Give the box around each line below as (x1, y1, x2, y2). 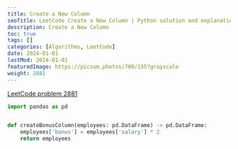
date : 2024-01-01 (7, 50, 59, 57)
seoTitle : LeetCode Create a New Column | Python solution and (7, 17, 198, 24)
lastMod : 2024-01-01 (7, 57, 69, 64)
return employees (20, 136, 72, 143)
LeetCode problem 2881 (7, 89, 78, 98)
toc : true (7, 30, 37, 38)
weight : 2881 (7, 70, 46, 77)
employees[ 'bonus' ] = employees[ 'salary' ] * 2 (20, 128, 160, 136)
